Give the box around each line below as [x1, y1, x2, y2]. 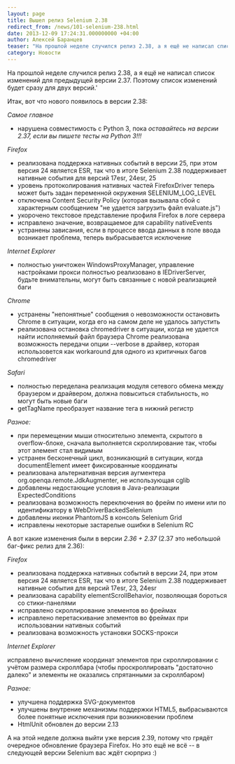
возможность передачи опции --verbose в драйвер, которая [17, 339, 199, 348]
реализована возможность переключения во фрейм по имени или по [17, 498, 227, 507]
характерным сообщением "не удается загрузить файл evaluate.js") [17, 203, 221, 212]
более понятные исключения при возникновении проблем [17, 712, 194, 721]
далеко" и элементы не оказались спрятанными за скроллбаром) [7, 670, 205, 678]
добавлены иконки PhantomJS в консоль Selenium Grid [17, 513, 183, 521]
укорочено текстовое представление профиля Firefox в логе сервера [17, 211, 226, 219]
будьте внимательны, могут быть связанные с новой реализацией [17, 275, 217, 284]
